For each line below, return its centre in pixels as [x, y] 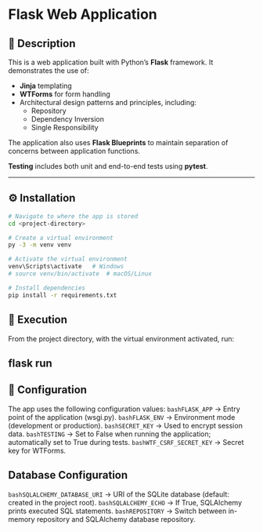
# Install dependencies [47, 288]
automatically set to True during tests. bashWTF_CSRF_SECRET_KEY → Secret [126, 442]
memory [22, 519]
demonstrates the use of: [49, 71]
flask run [30, 363]
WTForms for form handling [65, 94]
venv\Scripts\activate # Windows [66, 267]
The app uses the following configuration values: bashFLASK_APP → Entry [124, 409]
